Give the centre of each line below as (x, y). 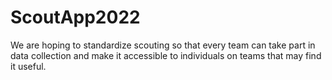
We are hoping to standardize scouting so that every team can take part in (163, 45)
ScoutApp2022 (75, 17)
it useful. (28, 66)
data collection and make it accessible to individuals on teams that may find (166, 55)
